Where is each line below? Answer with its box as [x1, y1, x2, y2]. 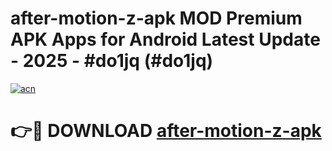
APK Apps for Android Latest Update [10, 28, 321, 51]
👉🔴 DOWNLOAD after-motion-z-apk [10, 120, 322, 142]
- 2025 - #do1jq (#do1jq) [10, 50, 214, 72]
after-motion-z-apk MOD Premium [10, 7, 303, 30]
